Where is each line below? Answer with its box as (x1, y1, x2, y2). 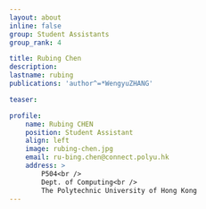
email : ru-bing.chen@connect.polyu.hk (25, 153, 169, 162)
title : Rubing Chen (9, 54, 82, 63)
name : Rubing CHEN (25, 120, 94, 129)
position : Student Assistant (25, 128, 134, 137)
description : (9, 63, 58, 71)
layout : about (9, 13, 62, 22)
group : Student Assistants (9, 29, 110, 38)
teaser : (9, 95, 38, 104)
